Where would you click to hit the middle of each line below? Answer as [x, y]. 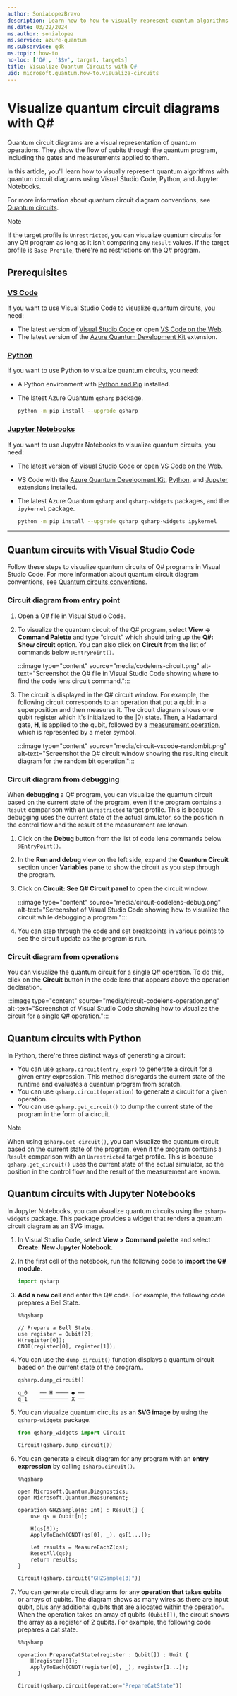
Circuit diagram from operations [63, 956]
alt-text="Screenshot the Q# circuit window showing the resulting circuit [123, 753]
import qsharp [38, 1281]
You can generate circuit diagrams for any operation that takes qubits [120, 1592]
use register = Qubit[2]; [55, 1334]
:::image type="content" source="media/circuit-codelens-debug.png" [119, 902]
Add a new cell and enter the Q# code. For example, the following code [121, 1295]
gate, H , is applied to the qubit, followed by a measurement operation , [119, 724]
